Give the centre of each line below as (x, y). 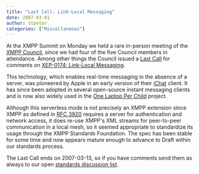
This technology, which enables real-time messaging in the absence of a (97, 77)
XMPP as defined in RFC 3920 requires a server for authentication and (94, 114)
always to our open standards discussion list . (63, 164)
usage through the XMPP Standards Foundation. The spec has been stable (99, 134)
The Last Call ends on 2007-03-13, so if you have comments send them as (99, 158)
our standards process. (35, 146)
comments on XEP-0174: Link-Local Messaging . (66, 65)
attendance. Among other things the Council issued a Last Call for (88, 59)
